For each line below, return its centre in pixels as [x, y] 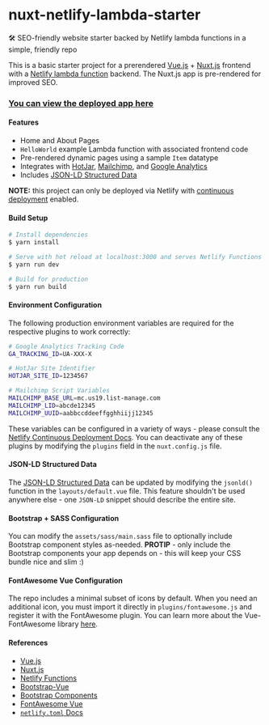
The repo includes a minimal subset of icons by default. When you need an [133, 598]
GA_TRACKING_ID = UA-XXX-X [50, 354]
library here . [78, 624]
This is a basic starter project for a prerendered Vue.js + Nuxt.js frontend [130, 65]
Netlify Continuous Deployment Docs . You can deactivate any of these [126, 437]
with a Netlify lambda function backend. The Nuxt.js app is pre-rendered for [134, 74]
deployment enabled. [44, 199]
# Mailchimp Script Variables [59, 391]
